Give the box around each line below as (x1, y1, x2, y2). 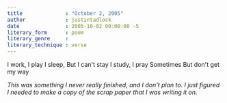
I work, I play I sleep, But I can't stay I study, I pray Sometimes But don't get (7, 61, 220, 68)
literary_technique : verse (7, 42, 88, 48)
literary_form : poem (7, 29, 84, 36)
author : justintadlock (7, 16, 111, 23)
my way (7, 68, 29, 76)
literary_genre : (7, 35, 69, 42)
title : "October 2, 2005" (7, 10, 124, 17)
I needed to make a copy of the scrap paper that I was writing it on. (7, 88, 198, 96)
